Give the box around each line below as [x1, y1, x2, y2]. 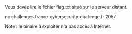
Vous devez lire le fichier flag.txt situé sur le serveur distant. [5, 4, 128, 10]
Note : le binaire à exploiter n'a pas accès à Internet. [5, 23, 111, 29]
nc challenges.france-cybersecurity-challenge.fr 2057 [5, 14, 116, 19]
